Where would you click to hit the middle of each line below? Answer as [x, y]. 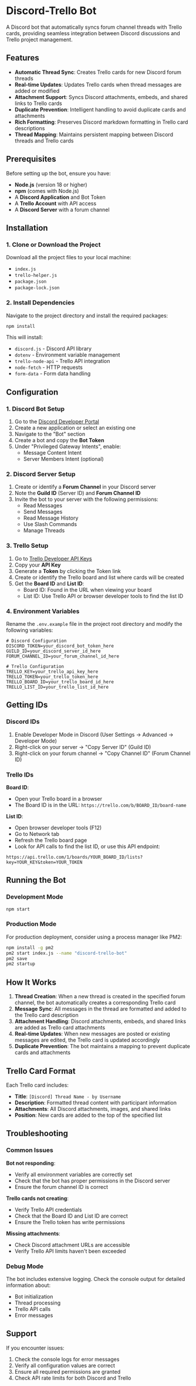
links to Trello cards [38, 103]
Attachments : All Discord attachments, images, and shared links [93, 1109]
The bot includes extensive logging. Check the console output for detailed [96, 1279]
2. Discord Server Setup [41, 475]
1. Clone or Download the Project [53, 245]
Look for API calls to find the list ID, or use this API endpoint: [87, 846]
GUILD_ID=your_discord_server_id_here [53, 651]
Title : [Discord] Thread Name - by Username [68, 1096]
